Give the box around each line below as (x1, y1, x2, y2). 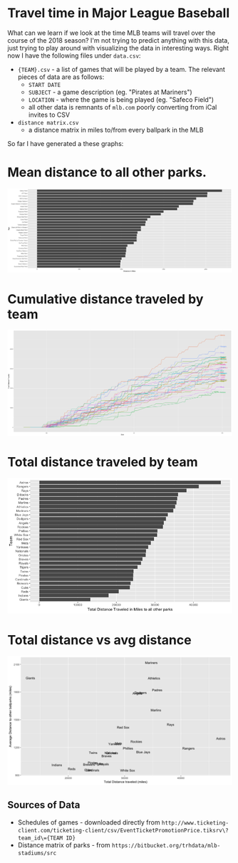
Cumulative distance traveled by (7, 291, 204, 307)
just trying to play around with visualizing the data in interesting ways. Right (7, 43, 229, 52)
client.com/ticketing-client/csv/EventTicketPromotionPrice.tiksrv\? (17, 827, 229, 834)
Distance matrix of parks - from (17, 840, 110, 849)
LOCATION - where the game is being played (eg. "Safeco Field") (28, 95, 214, 104)
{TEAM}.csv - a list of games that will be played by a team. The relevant (17, 65, 226, 73)
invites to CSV (28, 110, 70, 119)
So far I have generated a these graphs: (7, 139, 124, 147)
